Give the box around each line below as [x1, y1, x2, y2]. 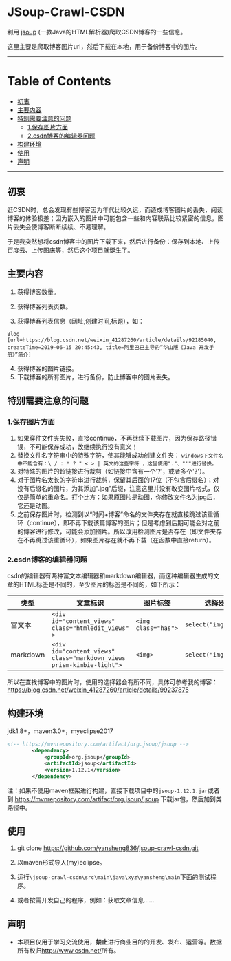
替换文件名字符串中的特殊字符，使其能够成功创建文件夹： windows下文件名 [16, 452, 224, 460]
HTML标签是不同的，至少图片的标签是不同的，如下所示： [19, 580, 181, 589]
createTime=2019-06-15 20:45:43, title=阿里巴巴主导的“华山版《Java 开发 [7, 344, 210, 351]
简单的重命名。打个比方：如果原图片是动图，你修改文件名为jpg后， [29, 493, 219, 501]
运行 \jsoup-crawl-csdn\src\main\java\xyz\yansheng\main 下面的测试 [16, 873, 211, 881]
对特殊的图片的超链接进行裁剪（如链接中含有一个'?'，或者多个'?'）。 [16, 467, 208, 476]
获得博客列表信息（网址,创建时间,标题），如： [16, 317, 144, 325]
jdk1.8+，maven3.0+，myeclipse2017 [7, 727, 113, 735]
